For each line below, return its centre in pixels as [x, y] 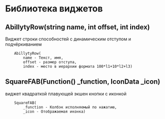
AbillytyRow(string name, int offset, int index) [78, 27]
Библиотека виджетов [54, 9]
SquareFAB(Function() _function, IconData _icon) [83, 82]
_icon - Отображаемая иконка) [54, 112]
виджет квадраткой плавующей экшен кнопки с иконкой [66, 94]
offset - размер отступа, [50, 62]
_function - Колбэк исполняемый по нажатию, [70, 107]
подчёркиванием [23, 44]
